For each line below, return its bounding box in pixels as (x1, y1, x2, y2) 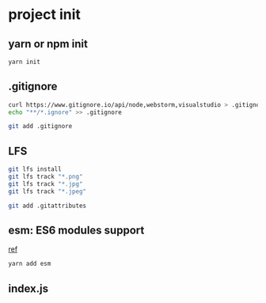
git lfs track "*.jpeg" (8, 187, 87, 195)
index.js (8, 282, 49, 295)
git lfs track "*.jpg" (8, 180, 83, 187)
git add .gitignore (8, 123, 73, 131)
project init (8, 6, 82, 24)
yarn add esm (8, 259, 51, 268)
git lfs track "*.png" (8, 172, 83, 180)
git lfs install (8, 165, 62, 173)
